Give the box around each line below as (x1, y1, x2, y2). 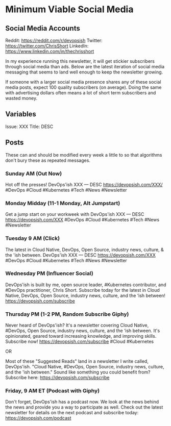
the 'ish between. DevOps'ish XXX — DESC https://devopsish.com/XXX (5, 252, 156, 258)
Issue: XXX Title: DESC (5, 123, 54, 130)
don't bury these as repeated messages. (5, 157, 91, 163)
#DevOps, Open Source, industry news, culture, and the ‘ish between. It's (5, 328, 160, 334)
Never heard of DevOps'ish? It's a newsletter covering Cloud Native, (5, 322, 149, 329)
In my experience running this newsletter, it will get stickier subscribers (5, 58, 155, 64)
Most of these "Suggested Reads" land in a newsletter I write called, (5, 358, 149, 364)
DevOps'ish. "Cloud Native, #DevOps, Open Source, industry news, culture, (5, 364, 164, 370)
